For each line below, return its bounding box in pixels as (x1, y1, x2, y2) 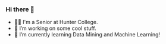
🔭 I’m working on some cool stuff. (14, 25, 96, 32)
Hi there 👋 (5, 5, 35, 13)
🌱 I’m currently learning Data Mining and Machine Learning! (14, 31, 161, 38)
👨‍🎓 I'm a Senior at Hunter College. (14, 19, 98, 26)
